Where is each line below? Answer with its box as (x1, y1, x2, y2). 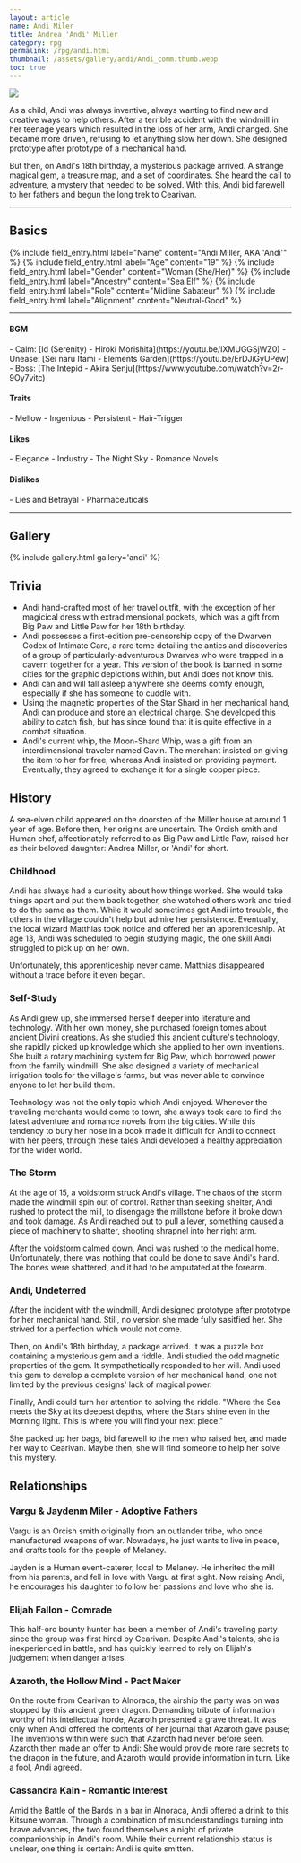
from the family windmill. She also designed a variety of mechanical (9, 1060, 260, 1071)
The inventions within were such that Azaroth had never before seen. (9, 1734, 264, 1744)
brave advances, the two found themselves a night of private (9, 1823, 235, 1834)
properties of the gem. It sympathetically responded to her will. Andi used (9, 1360, 281, 1371)
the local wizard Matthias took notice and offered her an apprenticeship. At (9, 924, 286, 935)
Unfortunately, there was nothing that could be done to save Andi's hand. (9, 1252, 279, 1262)
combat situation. (21, 726, 87, 737)
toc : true (9, 64, 47, 73)
